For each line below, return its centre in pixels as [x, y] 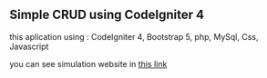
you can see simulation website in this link [88, 63]
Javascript [29, 46]
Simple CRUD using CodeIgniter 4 [107, 15]
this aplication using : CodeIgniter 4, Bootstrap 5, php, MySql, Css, [134, 36]
